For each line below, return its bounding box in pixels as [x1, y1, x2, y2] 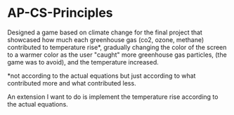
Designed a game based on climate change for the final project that [7, 28, 202, 36]
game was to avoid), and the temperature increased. [7, 57, 160, 66]
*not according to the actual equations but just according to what [7, 72, 196, 80]
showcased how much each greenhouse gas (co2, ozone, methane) [7, 35, 204, 43]
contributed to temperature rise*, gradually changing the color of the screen [7, 43, 227, 51]
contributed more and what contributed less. [7, 79, 136, 87]
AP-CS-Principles [7, 5, 114, 21]
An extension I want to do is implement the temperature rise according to [7, 93, 219, 101]
